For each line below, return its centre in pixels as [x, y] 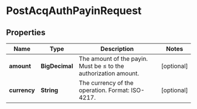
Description [117, 49]
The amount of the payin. [113, 59]
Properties [26, 33]
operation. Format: [104, 90]
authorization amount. [109, 73]
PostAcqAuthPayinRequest [74, 11]
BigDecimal [57, 66]
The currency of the [106, 83]
